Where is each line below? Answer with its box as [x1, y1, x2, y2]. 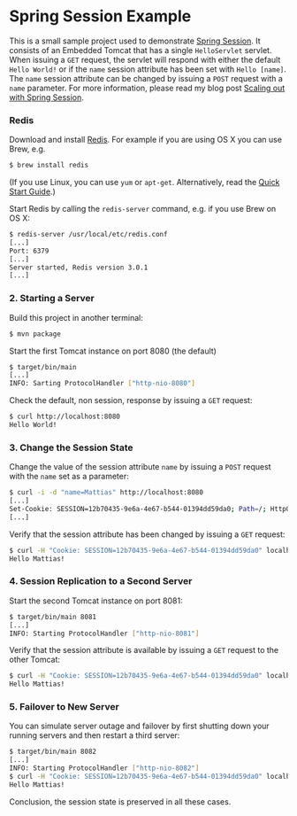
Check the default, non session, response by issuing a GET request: [9, 395, 253, 406]
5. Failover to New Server [9, 701, 119, 713]
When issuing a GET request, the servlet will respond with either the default [9, 54, 281, 65]
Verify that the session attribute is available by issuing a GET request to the [9, 645, 279, 656]
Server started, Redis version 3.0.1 [9, 263, 148, 272]
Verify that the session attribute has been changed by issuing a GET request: [9, 529, 286, 540]
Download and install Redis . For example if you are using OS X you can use [9, 135, 283, 145]
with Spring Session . [9, 91, 84, 103]
